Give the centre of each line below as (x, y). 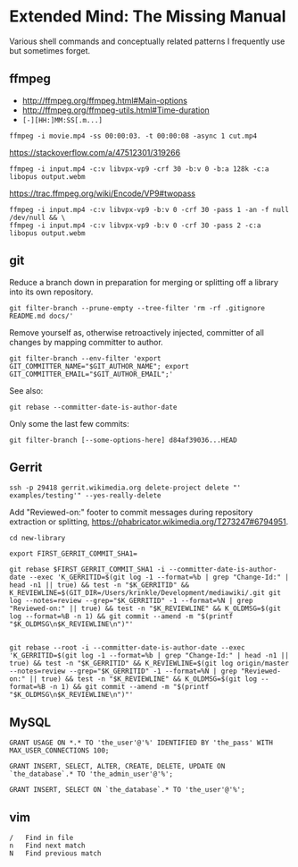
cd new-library (37, 539)
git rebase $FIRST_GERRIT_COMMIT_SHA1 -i (87, 570)
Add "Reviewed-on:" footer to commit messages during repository (131, 513)
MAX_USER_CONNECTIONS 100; (59, 751)
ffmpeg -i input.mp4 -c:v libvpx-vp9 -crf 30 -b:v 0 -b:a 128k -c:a (139, 169)
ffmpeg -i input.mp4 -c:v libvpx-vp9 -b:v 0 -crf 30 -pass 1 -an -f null (149, 209)
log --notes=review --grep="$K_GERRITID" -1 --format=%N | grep (131, 601)
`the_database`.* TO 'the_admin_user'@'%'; (91, 774)
